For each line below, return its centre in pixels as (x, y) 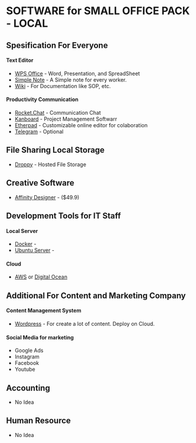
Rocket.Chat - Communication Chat (58, 112)
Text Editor (20, 60)
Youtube (25, 369)
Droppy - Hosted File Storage (50, 164)
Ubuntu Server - (35, 250)
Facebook (27, 363)
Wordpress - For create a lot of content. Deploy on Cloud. (85, 324)
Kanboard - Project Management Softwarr (66, 119)
